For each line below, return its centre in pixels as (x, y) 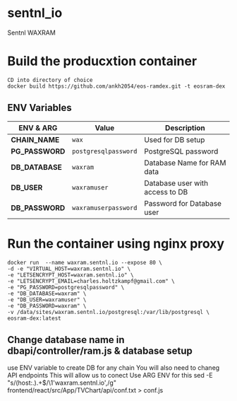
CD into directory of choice (50, 80)
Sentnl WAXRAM (32, 33)
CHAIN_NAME (35, 139)
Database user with (176, 183)
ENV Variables (39, 108)
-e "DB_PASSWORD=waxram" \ (47, 306)
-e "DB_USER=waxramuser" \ (47, 300)
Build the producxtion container (102, 61)
